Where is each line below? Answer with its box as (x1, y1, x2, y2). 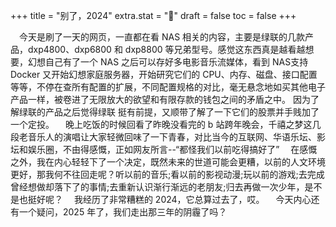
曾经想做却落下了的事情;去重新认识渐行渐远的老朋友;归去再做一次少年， (10, 181, 305, 193)
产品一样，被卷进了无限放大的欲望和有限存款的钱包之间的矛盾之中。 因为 (10, 94, 311, 105)
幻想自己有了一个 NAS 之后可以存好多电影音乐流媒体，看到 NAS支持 (27, 56, 309, 68)
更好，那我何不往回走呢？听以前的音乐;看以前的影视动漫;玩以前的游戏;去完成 (10, 169, 325, 180)
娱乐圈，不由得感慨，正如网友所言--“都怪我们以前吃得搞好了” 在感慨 (27, 144, 318, 155)
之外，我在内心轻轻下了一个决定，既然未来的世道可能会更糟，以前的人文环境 (10, 156, 326, 168)
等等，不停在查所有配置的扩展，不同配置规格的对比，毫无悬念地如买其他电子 (10, 81, 326, 93)
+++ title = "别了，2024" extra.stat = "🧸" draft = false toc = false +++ (10, 10, 297, 21)
